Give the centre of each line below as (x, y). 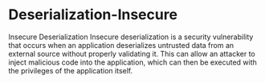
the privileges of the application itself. (71, 70)
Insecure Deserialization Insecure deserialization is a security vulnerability (131, 37)
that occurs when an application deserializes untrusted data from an (121, 45)
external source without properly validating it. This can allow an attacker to (132, 53)
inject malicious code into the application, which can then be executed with (132, 62)
